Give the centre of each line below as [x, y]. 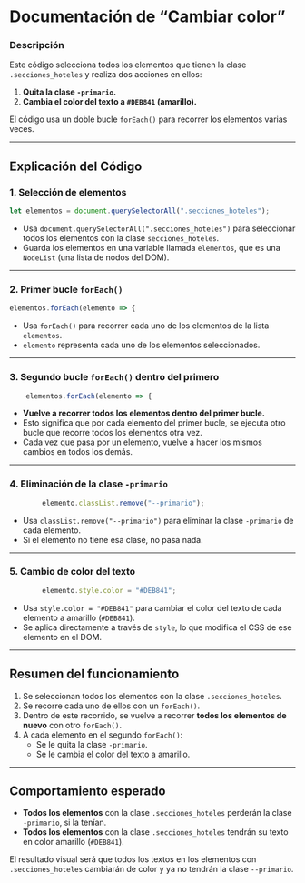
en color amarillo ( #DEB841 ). [73, 842]
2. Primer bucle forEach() [66, 289]
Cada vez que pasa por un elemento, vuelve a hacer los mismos [143, 442]
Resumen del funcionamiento [94, 674]
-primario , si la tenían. [64, 823]
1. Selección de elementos [68, 192]
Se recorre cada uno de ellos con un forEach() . [111, 706]
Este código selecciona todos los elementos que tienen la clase [128, 65]
